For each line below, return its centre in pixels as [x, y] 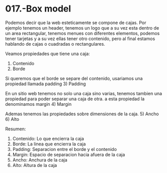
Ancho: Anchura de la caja [40, 160]
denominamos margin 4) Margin [38, 104]
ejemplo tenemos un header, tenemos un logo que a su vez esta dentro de [82, 28]
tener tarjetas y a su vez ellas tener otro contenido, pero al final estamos [80, 39]
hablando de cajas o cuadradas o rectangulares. [55, 44]
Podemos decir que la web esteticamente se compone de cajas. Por [76, 23]
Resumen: [16, 129]
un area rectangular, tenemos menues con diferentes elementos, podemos [82, 33]
